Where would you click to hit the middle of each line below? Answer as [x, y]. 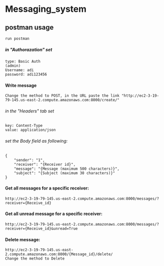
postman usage [29, 27]
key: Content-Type [24, 126]
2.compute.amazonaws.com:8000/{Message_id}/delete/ [59, 254]
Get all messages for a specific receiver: [47, 188]
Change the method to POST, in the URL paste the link [62, 96]
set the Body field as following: [36, 141]
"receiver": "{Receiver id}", [45, 164]
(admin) [13, 66]
